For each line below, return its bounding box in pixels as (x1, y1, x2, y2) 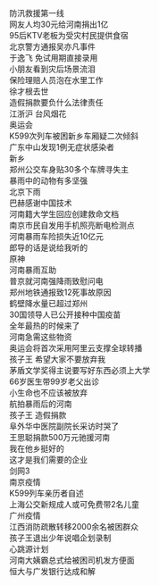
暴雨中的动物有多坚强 (9, 175, 88, 186)
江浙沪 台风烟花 (9, 108, 67, 119)
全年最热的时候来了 (9, 321, 80, 330)
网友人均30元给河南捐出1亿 (9, 19, 109, 29)
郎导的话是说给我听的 (9, 242, 88, 253)
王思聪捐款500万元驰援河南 (9, 432, 110, 442)
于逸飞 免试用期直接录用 (9, 53, 98, 63)
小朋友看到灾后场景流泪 (9, 63, 96, 74)
